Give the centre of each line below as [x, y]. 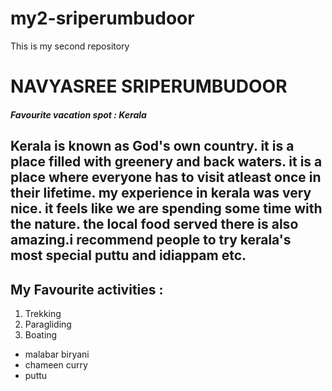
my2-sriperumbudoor [102, 18]
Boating [41, 334]
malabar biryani [57, 354]
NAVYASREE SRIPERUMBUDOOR [149, 86]
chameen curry [56, 364]
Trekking [43, 313]
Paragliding [48, 324]
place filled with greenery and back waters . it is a [166, 162]
